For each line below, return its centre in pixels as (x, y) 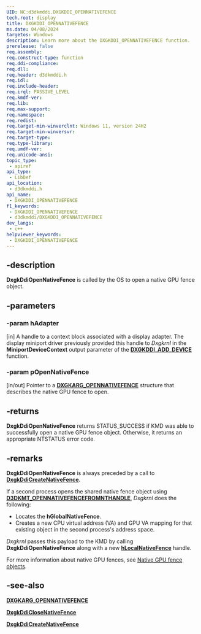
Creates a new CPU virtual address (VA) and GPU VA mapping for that (104, 523)
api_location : (25, 184)
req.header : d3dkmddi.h (37, 75)
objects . (17, 566)
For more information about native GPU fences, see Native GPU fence (94, 560)
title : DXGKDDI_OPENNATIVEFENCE (47, 23)
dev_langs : (20, 223)
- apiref (20, 166)
